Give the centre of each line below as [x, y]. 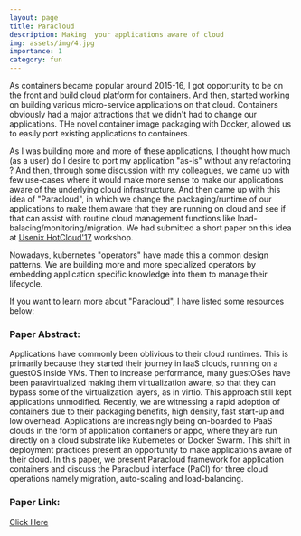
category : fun [36, 60]
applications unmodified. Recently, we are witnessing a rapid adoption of [145, 402]
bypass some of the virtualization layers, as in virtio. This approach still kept [150, 392]
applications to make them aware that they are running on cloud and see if [148, 208]
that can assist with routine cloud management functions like [122, 218]
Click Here [29, 522]
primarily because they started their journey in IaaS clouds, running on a [144, 363]
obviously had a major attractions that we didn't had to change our [133, 114]
